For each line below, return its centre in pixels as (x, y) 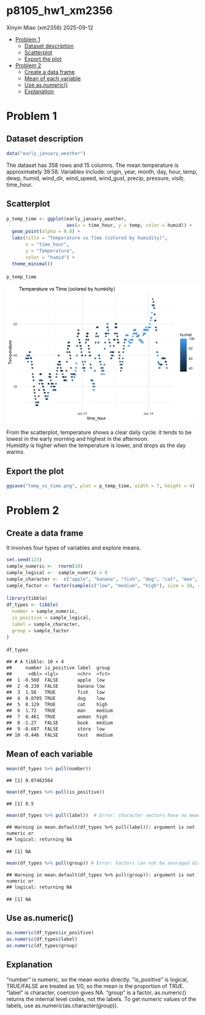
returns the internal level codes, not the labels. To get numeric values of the (101, 999)
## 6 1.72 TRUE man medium (60, 711)
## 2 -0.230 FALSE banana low (56, 686)
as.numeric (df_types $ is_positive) (50, 933)
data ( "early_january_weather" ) (46, 153)
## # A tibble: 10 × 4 (35, 662)
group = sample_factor (41, 630)
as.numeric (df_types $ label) (42, 939)
